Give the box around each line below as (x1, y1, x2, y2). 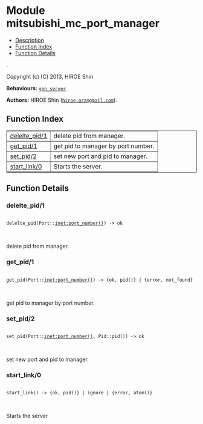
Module (6, 4, 45, 18)
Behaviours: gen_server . (6, 84, 68, 91)
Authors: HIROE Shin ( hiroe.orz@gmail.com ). (6, 96, 118, 104)
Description (14, 36, 44, 44)
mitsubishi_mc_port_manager (6, 16, 160, 30)
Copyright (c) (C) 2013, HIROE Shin (6, 73, 94, 80)
